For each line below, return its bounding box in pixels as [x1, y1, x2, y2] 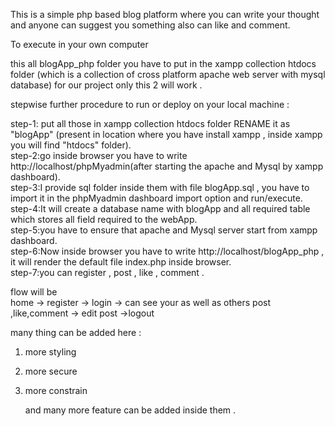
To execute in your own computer [10, 39, 149, 50]
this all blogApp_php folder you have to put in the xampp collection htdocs [10, 58, 317, 69]
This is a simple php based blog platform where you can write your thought [10, 9, 320, 20]
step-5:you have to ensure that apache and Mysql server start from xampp [10, 224, 318, 236]
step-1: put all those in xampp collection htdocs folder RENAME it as [10, 118, 291, 129]
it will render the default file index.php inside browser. [10, 256, 232, 268]
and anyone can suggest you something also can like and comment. [10, 19, 291, 31]
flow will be [10, 286, 58, 298]
